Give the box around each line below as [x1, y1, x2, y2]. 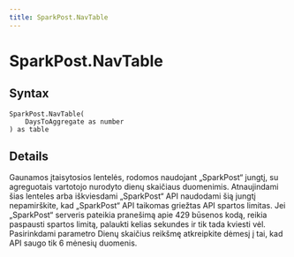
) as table [9, 125, 49, 133]
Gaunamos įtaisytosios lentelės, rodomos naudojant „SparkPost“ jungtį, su [9, 172, 279, 183]
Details [9, 149, 49, 164]
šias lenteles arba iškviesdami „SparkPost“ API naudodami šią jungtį [9, 191, 256, 201]
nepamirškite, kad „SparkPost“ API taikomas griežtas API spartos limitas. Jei [9, 200, 286, 211]
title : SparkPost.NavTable [9, 12, 109, 22]
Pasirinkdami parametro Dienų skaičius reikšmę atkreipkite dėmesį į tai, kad [9, 229, 283, 239]
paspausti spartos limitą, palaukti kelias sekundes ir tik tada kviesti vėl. [9, 219, 267, 230]
